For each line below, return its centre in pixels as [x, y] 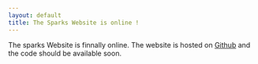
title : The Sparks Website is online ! [74, 23]
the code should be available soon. [65, 53]
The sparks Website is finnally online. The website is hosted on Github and [129, 44]
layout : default [35, 15]
